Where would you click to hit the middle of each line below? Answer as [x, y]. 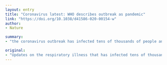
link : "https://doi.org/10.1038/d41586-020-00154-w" [61, 19]
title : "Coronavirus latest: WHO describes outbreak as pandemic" [75, 14]
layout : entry [20, 10]
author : [13, 23]
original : [15, 50]
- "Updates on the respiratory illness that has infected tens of [75, 55]
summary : [14, 37]
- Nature [14, 28]
